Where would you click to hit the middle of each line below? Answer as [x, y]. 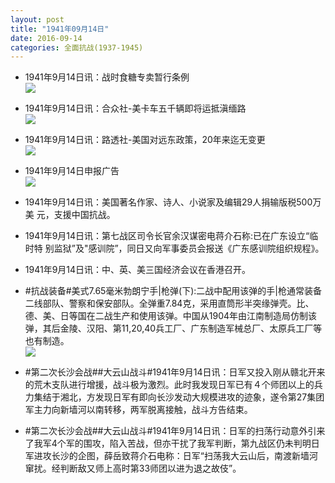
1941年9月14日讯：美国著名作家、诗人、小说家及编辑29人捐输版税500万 [173, 202]
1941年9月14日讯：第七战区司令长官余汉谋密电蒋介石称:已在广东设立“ [167, 236]
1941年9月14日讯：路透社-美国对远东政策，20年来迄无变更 [145, 140]
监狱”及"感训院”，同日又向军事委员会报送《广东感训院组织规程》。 [189, 248]
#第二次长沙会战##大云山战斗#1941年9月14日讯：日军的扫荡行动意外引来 [175, 431]
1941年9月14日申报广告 [72, 171]
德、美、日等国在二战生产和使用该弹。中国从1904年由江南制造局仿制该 [171, 316]
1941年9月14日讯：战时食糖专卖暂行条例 [107, 77]
